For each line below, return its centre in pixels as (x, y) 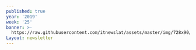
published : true (26, 11)
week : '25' (19, 22)
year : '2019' (22, 17)
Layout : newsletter (30, 38)
